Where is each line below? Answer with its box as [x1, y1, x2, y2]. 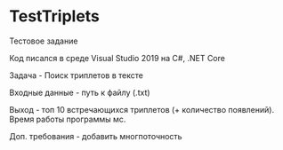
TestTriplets [9, 6, 101, 27]
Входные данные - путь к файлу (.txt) [9, 87, 150, 98]
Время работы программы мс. [9, 114, 126, 124]
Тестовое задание [9, 36, 78, 46]
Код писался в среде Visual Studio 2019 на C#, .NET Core [9, 52, 225, 63]
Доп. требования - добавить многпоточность [9, 130, 182, 141]
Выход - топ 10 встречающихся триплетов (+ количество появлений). [9, 104, 274, 114]
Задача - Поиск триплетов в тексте [9, 69, 144, 81]
